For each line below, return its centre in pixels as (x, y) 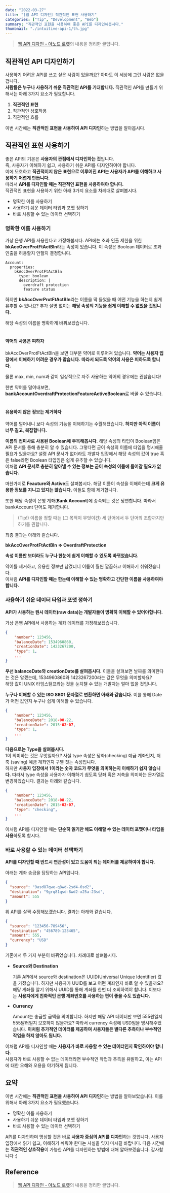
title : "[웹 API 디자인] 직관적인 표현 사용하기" (51, 15)
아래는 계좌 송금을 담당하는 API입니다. (42, 873)
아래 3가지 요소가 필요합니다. (47, 93)
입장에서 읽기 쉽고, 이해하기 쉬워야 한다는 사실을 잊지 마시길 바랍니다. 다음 (78, 1143)
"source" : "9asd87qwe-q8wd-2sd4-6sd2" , (52, 887)
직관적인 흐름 (26, 117)
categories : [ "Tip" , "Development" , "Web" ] (52, 19)
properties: (23, 267)
